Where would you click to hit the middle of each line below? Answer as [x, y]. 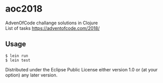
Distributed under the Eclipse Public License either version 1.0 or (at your [81, 69]
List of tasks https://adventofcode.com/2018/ [53, 28]
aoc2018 [24, 9]
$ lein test [18, 60]
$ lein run [17, 56]
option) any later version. [31, 75]
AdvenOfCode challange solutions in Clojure [52, 23]
